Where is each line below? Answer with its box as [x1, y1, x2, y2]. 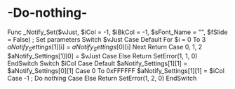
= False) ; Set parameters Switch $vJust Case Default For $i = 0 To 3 [7, 35, 206, 43]
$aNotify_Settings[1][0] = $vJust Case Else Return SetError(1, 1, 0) [7, 51, 198, 60]
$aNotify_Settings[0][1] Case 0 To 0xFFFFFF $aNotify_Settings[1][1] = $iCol [7, 66, 224, 74]
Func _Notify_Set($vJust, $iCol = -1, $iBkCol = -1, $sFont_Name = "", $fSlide [7, 28, 228, 36]
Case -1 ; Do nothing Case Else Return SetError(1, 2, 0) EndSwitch [7, 74, 197, 82]
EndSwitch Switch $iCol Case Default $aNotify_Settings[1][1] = [7, 59, 188, 67]
